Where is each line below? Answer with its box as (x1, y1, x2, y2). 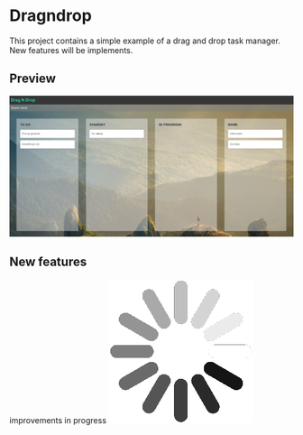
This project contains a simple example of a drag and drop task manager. (9, 35, 281, 46)
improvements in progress (9, 414, 106, 425)
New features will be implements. (9, 44, 133, 55)
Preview (9, 71, 57, 87)
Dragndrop (9, 5, 92, 26)
